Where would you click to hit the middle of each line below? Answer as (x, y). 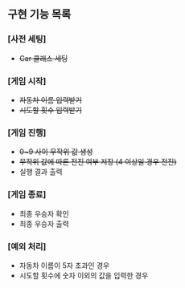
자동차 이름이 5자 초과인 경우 (64, 265)
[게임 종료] (27, 195)
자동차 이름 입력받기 (50, 99)
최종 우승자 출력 (44, 224)
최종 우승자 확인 (44, 213)
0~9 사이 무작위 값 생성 (56, 152)
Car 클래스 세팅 (43, 58)
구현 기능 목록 (39, 14)
